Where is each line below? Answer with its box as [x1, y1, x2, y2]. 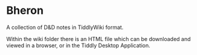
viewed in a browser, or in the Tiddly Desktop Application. [6, 42, 150, 49]
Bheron [6, 4, 44, 18]
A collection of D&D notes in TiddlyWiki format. [6, 24, 124, 31]
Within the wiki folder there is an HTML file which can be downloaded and [6, 35, 191, 42]
